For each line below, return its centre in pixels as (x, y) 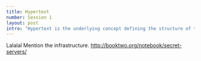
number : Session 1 (29, 17)
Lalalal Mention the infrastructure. (48, 45)
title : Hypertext (28, 12)
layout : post (22, 23)
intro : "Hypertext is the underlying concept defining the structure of (99, 28)
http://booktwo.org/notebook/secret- (136, 45)
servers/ (16, 52)
